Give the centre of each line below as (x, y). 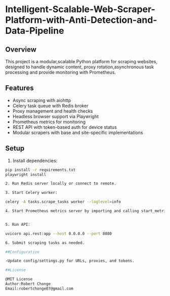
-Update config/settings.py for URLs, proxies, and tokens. (70, 261)
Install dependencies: (35, 161)
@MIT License (19, 279)
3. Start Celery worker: (31, 193)
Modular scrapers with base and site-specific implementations (78, 132)
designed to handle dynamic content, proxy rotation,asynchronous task (80, 67)
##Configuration (22, 252)
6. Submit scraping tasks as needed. (45, 243)
